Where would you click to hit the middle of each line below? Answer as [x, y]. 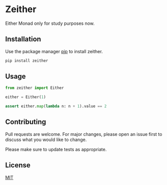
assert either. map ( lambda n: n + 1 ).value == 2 [56, 106]
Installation [23, 39]
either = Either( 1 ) [26, 97]
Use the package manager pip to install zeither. [54, 51]
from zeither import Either [35, 88]
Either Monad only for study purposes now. [50, 23]
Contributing [26, 122]
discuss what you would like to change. [46, 140]
